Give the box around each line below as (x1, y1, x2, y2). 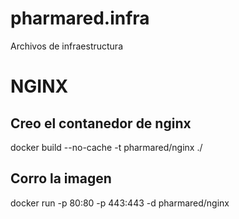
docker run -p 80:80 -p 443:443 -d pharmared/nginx (10, 197, 230, 209)
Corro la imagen (10, 170, 112, 187)
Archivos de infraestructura (10, 40, 123, 52)
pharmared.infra (10, 7, 150, 30)
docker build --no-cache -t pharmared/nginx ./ (10, 141, 203, 153)
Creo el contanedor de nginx (10, 115, 192, 132)
